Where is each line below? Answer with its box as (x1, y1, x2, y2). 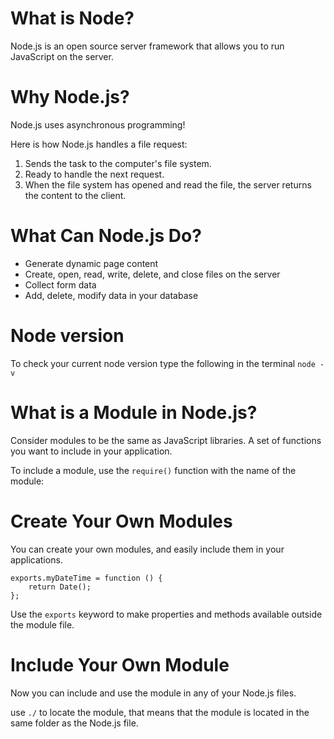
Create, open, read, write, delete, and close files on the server (24, 268, 281, 280)
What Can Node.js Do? (10, 225, 202, 247)
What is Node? (10, 7, 135, 30)
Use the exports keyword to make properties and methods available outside (10, 608, 323, 620)
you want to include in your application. (10, 445, 173, 457)
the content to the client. (24, 189, 127, 201)
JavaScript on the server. (10, 50, 114, 62)
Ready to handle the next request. (24, 168, 165, 180)
